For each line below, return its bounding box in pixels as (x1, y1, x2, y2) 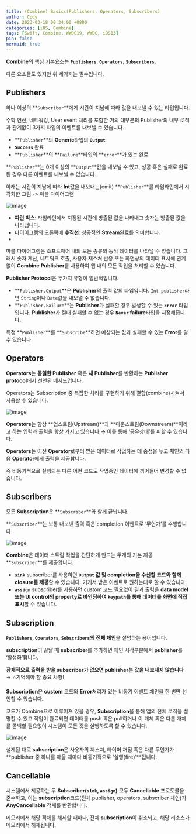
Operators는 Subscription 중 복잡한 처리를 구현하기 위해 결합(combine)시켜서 (6, 389, 185, 396)
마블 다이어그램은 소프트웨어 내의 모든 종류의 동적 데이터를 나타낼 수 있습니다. (6, 247, 182, 255)
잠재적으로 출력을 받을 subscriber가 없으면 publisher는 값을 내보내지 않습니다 (6, 667, 184, 674)
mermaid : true (6, 42, 41, 47)
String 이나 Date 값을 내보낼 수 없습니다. (20, 294, 111, 301)
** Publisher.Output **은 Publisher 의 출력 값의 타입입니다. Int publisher (14, 287, 185, 294)
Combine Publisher (16, 262, 65, 269)
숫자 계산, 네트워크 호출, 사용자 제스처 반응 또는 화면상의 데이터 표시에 (16, 255, 176, 262)
